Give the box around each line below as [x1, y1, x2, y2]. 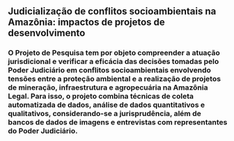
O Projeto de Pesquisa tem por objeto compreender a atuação [8, 48, 220, 58]
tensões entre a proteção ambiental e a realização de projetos [8, 74, 221, 84]
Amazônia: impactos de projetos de [8, 17, 166, 28]
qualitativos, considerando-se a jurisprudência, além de [8, 109, 201, 119]
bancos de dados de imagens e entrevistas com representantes [8, 117, 228, 127]
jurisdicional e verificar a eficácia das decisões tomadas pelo [8, 57, 219, 67]
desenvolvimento [8, 27, 86, 39]
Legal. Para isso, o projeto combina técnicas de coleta [8, 92, 194, 101]
